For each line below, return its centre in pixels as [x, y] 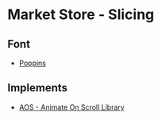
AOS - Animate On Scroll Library [71, 107]
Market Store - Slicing [81, 15]
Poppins [33, 63]
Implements [38, 88]
